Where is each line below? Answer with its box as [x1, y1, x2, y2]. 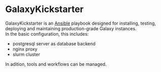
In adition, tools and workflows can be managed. [5, 61, 107, 67]
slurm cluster [12, 51, 41, 57]
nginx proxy [12, 46, 38, 52]
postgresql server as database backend [12, 40, 96, 46]
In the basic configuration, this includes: [5, 31, 89, 37]
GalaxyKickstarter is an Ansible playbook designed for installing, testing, [5, 20, 156, 26]
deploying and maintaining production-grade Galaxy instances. [5, 25, 137, 31]
